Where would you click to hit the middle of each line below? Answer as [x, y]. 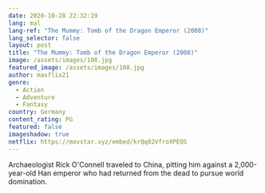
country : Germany [37, 112]
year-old [22, 173]
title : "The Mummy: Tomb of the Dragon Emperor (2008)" [103, 53]
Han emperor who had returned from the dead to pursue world [141, 173]
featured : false [35, 127]
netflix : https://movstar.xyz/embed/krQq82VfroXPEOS [98, 142]
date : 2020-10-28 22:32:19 [53, 16]
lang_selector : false [44, 38]
